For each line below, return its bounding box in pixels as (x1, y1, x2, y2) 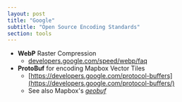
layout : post (7, 10, 46, 18)
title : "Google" (7, 17, 55, 24)
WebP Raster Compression (17, 49, 97, 58)
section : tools (7, 30, 52, 37)
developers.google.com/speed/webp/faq (28, 57, 148, 65)
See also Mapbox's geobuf (28, 87, 107, 95)
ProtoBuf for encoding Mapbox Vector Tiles (17, 64, 145, 72)
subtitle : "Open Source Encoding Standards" (7, 23, 140, 30)
